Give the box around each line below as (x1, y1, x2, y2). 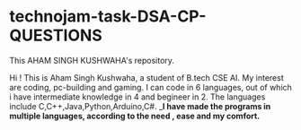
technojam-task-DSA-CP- (9, 6, 207, 27)
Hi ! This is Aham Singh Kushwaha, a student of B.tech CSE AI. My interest (9, 72, 285, 82)
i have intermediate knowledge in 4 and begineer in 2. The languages (9, 91, 266, 102)
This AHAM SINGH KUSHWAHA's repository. (9, 55, 175, 65)
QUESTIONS (9, 25, 103, 46)
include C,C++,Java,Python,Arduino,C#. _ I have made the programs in (9, 100, 271, 111)
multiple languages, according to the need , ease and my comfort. (9, 110, 261, 121)
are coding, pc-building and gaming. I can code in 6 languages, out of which (9, 82, 292, 92)
